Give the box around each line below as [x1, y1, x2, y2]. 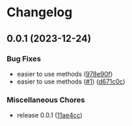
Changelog [6, 4, 73, 21]
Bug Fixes [6, 54, 42, 64]
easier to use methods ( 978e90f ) [16, 69, 114, 78]
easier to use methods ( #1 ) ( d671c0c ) [16, 77, 126, 86]
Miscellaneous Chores [6, 95, 85, 105]
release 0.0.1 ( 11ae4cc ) [16, 111, 83, 120]
